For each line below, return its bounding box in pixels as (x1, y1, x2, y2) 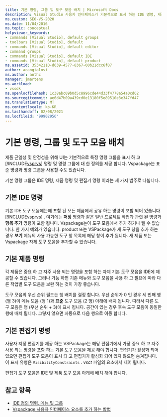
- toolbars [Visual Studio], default (5, 40, 83, 45)
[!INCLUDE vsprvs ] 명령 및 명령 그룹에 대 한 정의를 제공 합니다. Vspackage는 (5, 160, 155, 166)
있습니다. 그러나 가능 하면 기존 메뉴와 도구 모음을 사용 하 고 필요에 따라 (19, 275, 156, 281)
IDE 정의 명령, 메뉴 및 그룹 (12, 400, 63, 406)
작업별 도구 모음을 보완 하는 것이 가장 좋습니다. (10, 281, 101, 287)
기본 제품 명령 (5, 255, 45, 263)
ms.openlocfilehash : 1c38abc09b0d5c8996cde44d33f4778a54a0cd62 (5, 91, 139, 96)
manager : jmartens (5, 77, 43, 82)
